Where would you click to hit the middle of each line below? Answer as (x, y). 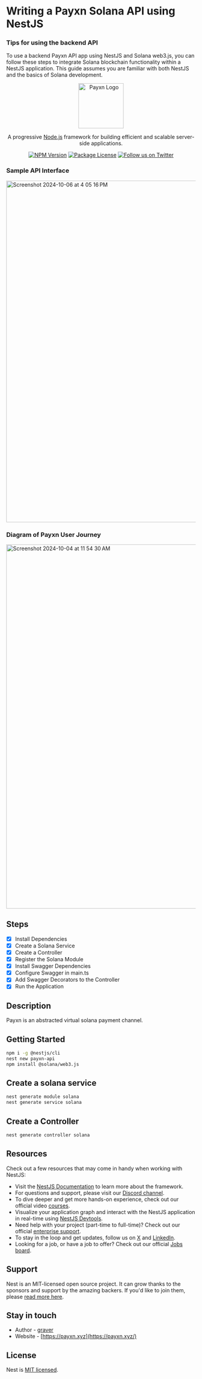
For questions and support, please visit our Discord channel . (90, 1192)
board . (23, 1250)
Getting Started (36, 1039)
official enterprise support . (48, 1231)
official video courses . (42, 1206)
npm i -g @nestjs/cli (33, 1053)
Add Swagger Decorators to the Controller (67, 980)
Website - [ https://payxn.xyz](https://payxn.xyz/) (76, 1336)
